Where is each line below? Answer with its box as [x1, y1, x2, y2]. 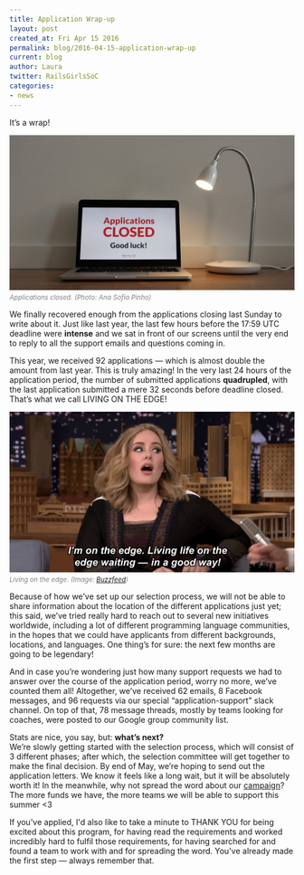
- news [9, 90, 34, 100]
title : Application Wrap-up [9, 14, 116, 24]
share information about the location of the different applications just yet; [9, 601, 282, 612]
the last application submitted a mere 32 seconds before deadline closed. [9, 385, 284, 395]
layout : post [9, 24, 59, 33]
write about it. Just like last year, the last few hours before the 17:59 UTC [9, 319, 280, 329]
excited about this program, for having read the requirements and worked [9, 826, 283, 837]
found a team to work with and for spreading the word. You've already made [9, 846, 294, 857]
